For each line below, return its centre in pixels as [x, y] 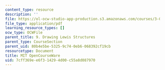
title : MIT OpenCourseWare [33, 55]
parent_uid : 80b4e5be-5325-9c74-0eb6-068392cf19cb [58, 46]
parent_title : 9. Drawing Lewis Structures [50, 37]
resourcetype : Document [29, 51]
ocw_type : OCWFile [24, 33]
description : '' [22, 14]
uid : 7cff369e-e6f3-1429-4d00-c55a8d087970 [50, 60]
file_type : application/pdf [34, 23]
